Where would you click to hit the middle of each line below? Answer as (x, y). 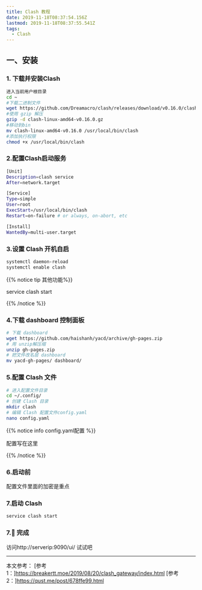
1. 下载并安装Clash (33, 79)
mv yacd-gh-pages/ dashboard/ (44, 361)
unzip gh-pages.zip (31, 350)
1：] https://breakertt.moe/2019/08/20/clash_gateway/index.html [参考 (93, 573)
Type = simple (21, 199)
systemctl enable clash (36, 267)
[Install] (19, 226)
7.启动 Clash (24, 503)
